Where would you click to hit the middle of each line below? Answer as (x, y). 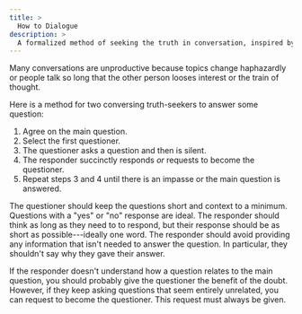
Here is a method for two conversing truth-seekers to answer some (134, 105)
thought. (25, 87)
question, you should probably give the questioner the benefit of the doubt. (149, 281)
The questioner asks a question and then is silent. (114, 151)
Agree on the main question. (75, 132)
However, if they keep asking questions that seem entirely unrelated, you (144, 290)
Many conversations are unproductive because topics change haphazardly (148, 68)
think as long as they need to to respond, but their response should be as (145, 225)
